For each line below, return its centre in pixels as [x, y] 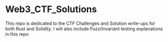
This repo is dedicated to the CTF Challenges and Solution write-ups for [80, 23]
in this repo [17, 34]
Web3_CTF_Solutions [51, 9]
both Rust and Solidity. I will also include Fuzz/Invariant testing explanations [84, 28]
